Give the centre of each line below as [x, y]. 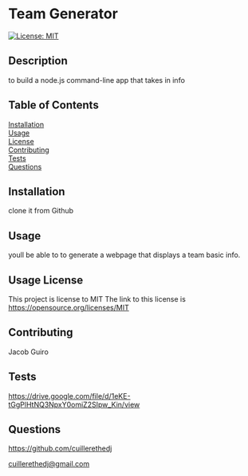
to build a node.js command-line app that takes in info [97, 80]
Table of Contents [54, 105]
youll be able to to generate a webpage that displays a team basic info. [124, 255]
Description [38, 61]
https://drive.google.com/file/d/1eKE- [69, 396]
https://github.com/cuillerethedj [60, 449]
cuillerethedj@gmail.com [49, 464]
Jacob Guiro [29, 352]
